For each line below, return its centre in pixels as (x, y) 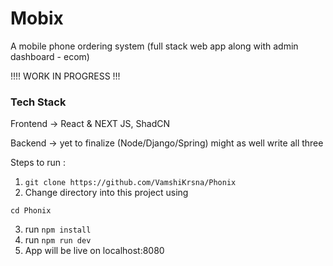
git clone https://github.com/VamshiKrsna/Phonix (130, 183)
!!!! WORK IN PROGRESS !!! (65, 76)
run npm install (58, 229)
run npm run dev (58, 240)
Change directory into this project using (106, 193)
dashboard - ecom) (50, 56)
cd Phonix (31, 211)
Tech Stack (38, 102)
